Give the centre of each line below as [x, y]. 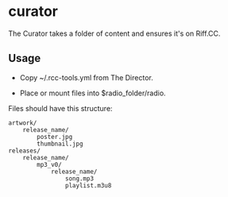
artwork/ [23, 123]
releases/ [25, 151]
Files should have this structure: [60, 108]
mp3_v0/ [49, 164]
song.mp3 [79, 178]
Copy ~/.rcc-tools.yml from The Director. [86, 77]
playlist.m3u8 [88, 185]
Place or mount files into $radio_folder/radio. [93, 93]
